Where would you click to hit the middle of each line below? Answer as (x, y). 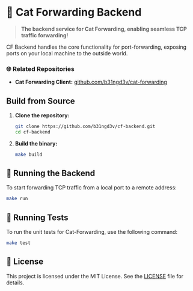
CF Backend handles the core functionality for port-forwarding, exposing (96, 47)
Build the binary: (36, 143)
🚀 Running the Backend (51, 173)
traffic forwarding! (44, 35)
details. (15, 283)
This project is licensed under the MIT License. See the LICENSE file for (95, 276)
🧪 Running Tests (37, 217)
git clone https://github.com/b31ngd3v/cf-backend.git (85, 127)
